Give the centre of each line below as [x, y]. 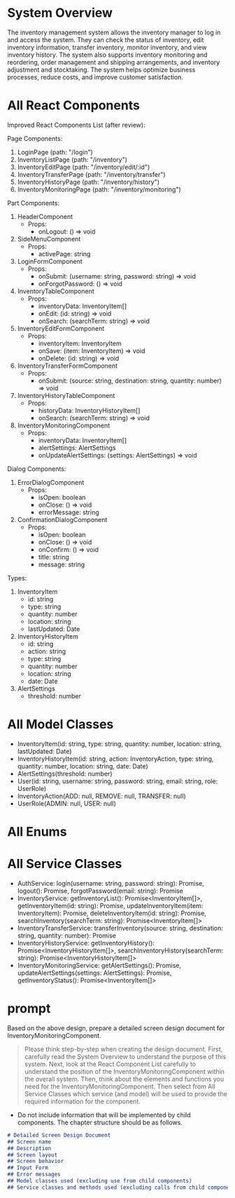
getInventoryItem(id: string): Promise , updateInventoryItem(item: [110, 905]
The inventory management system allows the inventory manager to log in [114, 32]
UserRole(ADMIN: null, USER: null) [67, 803]
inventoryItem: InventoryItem [80, 343]
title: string [54, 557]
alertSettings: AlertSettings [77, 448]
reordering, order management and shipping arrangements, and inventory [114, 62]
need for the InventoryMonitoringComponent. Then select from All [120, 1086]
